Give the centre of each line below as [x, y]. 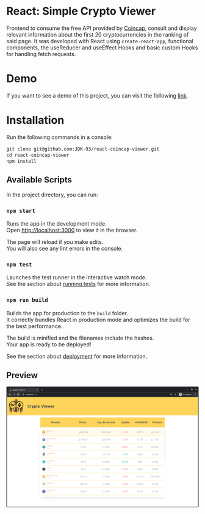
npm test [19, 264]
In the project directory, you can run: [52, 195]
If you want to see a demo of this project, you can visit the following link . [97, 95]
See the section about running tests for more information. [78, 284]
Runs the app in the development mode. [56, 223]
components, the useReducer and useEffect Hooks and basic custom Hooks [102, 48]
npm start [21, 211]
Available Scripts [39, 180]
